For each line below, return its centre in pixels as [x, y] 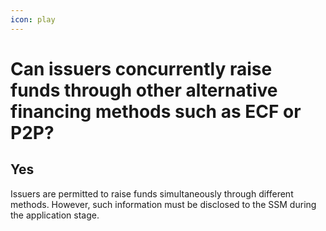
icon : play [33, 19]
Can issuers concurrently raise [141, 68]
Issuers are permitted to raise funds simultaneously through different [152, 193]
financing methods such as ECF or [156, 111]
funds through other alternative [144, 90]
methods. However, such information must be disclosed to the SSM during [163, 204]
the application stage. [55, 215]
